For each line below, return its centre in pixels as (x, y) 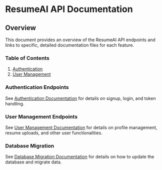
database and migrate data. (33, 162)
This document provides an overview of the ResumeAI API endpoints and (80, 40)
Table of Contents (27, 58)
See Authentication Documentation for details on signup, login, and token (80, 98)
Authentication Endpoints (37, 87)
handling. (15, 103)
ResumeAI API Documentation (69, 9)
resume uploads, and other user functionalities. (54, 133)
